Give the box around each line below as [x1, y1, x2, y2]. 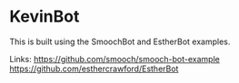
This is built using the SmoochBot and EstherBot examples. [9, 36, 231, 47]
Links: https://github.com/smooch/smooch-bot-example [9, 53, 220, 64]
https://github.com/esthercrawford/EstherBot [9, 63, 179, 74]
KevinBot [9, 6, 80, 27]
